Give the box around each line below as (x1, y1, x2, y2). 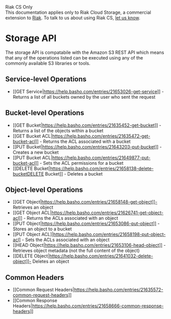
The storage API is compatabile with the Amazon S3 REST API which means (5, 49, 164, 55)
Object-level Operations (5, 185, 83, 194)
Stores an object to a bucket (12, 226, 72, 232)
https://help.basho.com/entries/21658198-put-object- (53, 231, 166, 238)
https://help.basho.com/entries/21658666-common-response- (32, 303, 164, 309)
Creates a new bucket (12, 149, 59, 155)
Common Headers (5, 273, 65, 282)
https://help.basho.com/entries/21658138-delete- (50, 165, 154, 171)
